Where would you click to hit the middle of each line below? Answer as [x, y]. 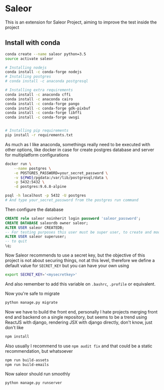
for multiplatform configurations [37, 155]
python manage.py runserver [34, 383]
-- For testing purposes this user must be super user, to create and [78, 232]
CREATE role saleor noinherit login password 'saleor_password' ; [73, 218]
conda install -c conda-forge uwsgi [42, 117]
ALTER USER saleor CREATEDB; [35, 228]
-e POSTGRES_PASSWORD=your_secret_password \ [61, 173]
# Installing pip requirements [37, 130]
